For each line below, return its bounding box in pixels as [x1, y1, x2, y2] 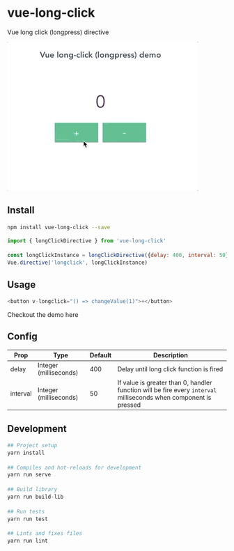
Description [153, 351, 188, 359]
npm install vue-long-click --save [7, 224, 111, 231]
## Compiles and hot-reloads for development [7, 464, 141, 471]
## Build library [7, 486, 58, 493]
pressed [117, 401, 141, 409]
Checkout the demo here [7, 310, 79, 318]
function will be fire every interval [117, 385, 217, 394]
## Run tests [7, 508, 45, 515]
